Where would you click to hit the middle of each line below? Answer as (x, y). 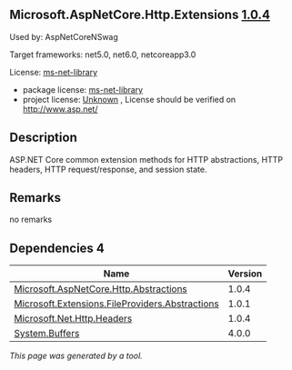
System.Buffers (47, 334)
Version (245, 274)
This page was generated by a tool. (76, 356)
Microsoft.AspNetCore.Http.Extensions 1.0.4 (140, 15)
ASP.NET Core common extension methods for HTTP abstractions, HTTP (146, 159)
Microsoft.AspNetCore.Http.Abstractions (101, 289)
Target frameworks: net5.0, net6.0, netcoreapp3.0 (103, 55)
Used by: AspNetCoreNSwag (64, 36)
